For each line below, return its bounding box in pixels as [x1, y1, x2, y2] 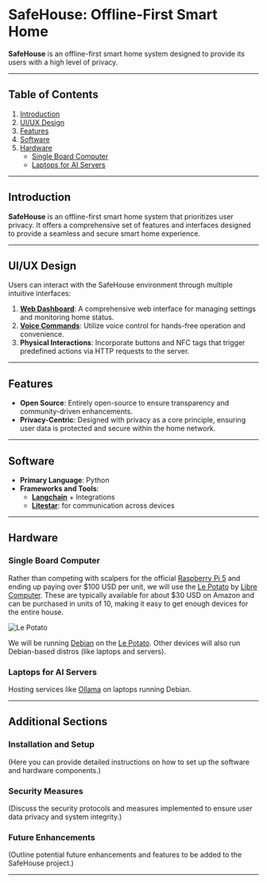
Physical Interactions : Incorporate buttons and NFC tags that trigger [19, 338, 246, 347]
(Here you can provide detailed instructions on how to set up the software [8, 757, 250, 767]
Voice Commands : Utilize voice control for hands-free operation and [19, 321, 246, 331]
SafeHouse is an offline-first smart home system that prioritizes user [8, 211, 234, 221]
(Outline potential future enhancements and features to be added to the [8, 850, 242, 860]
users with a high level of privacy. [8, 57, 118, 67]
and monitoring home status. [19, 312, 114, 322]
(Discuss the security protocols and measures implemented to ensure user [8, 803, 253, 813]
